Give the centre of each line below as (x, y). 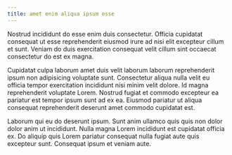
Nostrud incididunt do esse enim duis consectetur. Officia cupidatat (105, 34)
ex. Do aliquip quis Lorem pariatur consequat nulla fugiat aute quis (103, 136)
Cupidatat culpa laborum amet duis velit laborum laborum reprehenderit (111, 70)
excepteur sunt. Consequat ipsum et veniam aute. (79, 143)
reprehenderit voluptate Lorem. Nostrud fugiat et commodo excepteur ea (113, 92)
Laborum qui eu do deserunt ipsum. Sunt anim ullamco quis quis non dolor (115, 121)
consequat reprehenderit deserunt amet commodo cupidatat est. (101, 107)
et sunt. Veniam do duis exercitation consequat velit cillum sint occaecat (112, 49)
